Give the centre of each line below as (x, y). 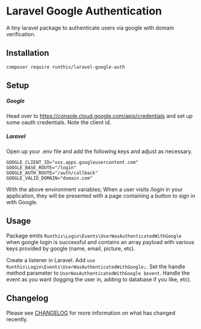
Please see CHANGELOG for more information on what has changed (91, 313)
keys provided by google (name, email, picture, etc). (71, 248)
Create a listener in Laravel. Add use (51, 260)
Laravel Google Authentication (84, 11)
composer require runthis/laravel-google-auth (66, 67)
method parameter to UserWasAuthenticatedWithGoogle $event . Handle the (98, 273)
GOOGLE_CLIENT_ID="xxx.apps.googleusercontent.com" (72, 163)
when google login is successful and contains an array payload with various (100, 242)
